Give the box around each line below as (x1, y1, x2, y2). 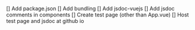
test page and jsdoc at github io (6, 18, 84, 24)
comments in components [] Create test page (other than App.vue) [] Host (6, 11, 190, 18)
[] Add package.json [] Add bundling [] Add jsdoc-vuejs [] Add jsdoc (6, 5, 175, 12)
